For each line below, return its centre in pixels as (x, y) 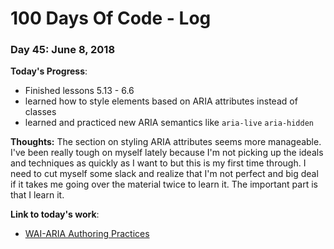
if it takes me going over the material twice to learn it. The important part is (164, 184)
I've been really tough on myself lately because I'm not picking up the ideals (167, 153)
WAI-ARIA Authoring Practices (87, 234)
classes (40, 112)
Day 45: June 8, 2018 (63, 50)
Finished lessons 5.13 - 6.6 (79, 91)
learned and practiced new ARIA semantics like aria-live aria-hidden (169, 123)
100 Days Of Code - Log (111, 18)
